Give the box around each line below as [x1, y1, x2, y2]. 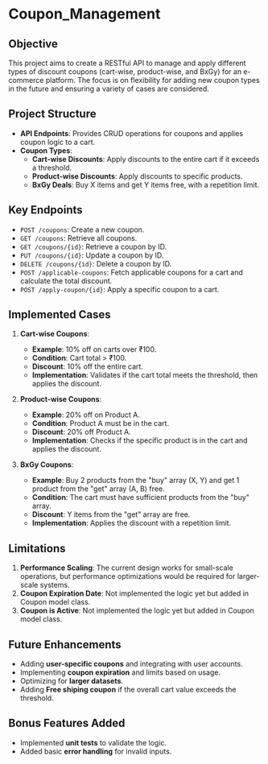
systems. [39, 580, 70, 590]
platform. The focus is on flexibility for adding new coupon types [45, 76, 260, 85]
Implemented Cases [8, 308, 111, 322]
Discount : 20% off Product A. [31, 427, 131, 437]
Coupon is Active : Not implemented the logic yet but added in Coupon [19, 605, 255, 616]
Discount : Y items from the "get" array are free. [31, 510, 191, 519]
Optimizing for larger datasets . [19, 676, 123, 686]
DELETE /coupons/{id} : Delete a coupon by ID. [19, 258, 172, 268]
